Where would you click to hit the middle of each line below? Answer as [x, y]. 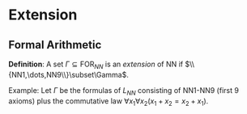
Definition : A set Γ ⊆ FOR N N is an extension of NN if [96, 65]
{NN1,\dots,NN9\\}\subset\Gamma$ [68, 74]
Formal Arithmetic [55, 45]
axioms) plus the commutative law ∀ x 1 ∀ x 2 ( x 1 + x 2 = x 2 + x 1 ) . [109, 101]
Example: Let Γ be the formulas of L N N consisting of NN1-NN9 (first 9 [123, 91]
